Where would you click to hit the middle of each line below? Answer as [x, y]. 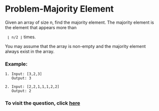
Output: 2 [21, 91]
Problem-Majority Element [59, 9]
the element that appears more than [41, 27]
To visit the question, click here [43, 103]
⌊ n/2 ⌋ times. [22, 37]
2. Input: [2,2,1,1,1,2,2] [32, 87]
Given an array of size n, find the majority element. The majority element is [79, 22]
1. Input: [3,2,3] [24, 74]
